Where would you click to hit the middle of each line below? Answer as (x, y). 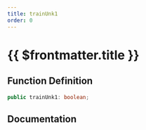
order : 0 (20, 20)
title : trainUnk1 (33, 14)
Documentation (42, 119)
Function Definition (50, 81)
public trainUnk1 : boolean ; (48, 97)
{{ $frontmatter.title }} (73, 55)
